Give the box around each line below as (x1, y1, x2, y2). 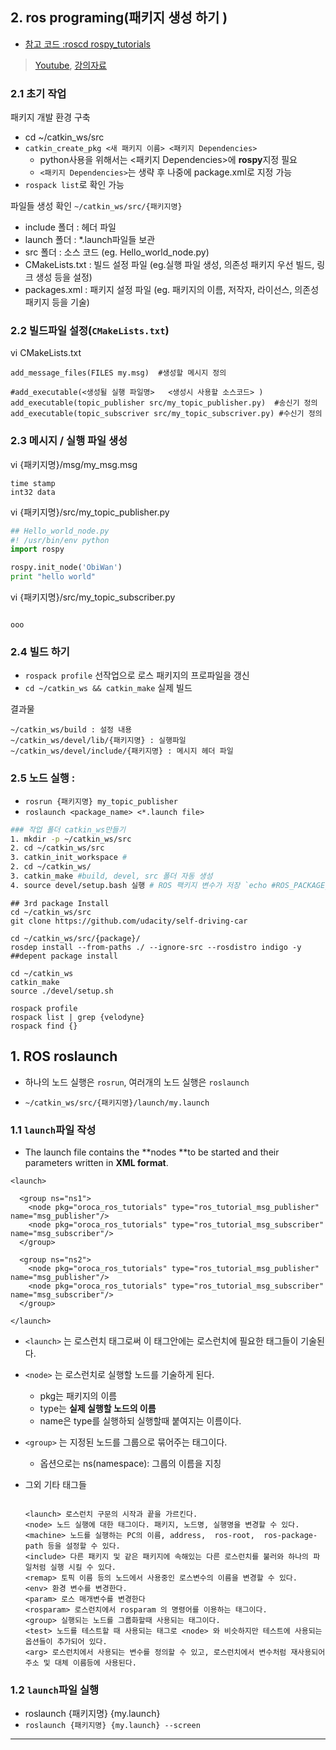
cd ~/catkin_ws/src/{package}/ (10, 933, 141, 943)
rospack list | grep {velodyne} (10, 1012, 145, 1022)
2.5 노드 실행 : (10, 771, 76, 785)
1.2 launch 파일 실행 (10, 1683, 100, 1697)
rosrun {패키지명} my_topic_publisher (24, 796, 178, 807)
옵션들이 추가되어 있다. (24, 1636, 108, 1647)
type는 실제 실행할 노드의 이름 (39, 1402, 157, 1414)
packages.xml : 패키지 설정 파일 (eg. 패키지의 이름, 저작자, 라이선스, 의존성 (24, 284, 320, 296)
